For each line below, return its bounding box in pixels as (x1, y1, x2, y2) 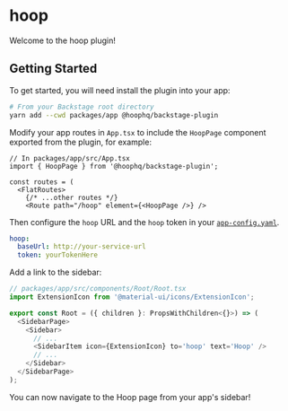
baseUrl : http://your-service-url (17, 242, 146, 251)
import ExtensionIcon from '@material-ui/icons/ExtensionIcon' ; (9, 293, 255, 302)
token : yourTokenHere (17, 250, 99, 260)
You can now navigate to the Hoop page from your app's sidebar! (9, 391, 251, 402)
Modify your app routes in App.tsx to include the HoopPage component (9, 127, 266, 137)
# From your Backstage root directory (9, 102, 154, 111)
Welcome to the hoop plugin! (9, 35, 117, 46)
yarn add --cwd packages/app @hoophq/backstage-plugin (9, 110, 219, 119)
